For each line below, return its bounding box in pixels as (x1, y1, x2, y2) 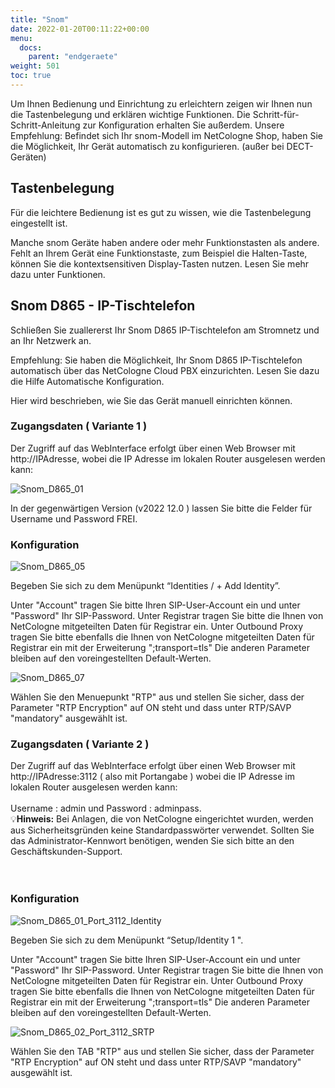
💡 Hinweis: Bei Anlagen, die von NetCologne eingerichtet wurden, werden (10, 813, 314, 825)
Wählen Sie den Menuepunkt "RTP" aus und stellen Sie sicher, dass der (10, 691, 305, 703)
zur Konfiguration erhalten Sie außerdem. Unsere (82, 119, 285, 131)
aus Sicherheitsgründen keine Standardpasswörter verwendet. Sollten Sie (10, 824, 315, 836)
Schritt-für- (252, 108, 300, 120)
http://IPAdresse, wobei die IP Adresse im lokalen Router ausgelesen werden (10, 452, 326, 465)
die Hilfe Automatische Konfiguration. (10, 375, 165, 387)
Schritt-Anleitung (10, 119, 81, 131)
